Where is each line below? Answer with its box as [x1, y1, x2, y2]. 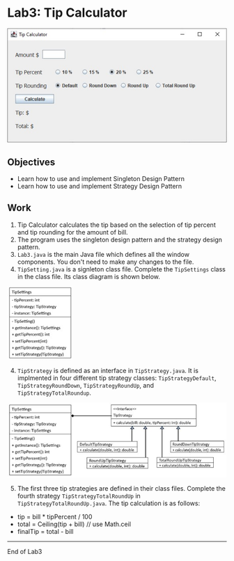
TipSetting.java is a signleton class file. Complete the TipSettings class [17, 264, 226, 273]
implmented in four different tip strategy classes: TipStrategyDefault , [17, 374, 217, 382]
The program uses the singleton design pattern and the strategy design [17, 235, 223, 244]
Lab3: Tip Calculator [7, 5, 127, 21]
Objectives [7, 156, 56, 168]
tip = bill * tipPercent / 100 [17, 513, 93, 521]
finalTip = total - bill [17, 528, 74, 536]
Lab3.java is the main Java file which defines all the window [17, 250, 190, 258]
